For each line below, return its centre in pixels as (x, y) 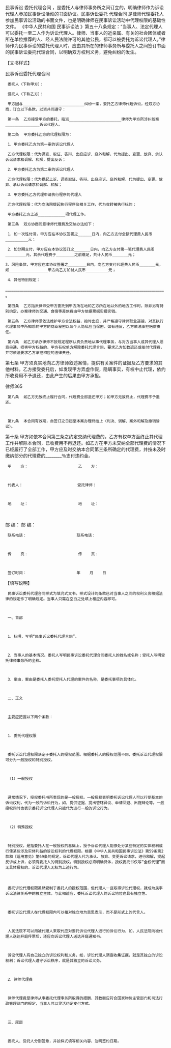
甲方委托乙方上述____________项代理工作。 (48, 214)
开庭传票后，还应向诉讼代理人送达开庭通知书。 (62, 937)
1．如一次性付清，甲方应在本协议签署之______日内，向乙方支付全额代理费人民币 (80, 234)
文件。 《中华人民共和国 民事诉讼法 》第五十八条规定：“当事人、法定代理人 (84, 26)
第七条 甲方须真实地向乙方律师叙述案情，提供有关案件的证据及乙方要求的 (82, 363)
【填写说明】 (19, 583)
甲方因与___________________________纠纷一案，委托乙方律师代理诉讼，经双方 (82, 104)
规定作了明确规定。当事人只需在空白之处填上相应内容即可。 (66, 599)
